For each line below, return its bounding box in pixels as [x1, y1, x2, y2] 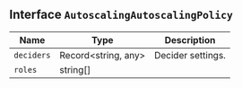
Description [164, 33, 216, 46]
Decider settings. [153, 48, 227, 61]
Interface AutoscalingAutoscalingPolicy [9, 7, 233, 22]
